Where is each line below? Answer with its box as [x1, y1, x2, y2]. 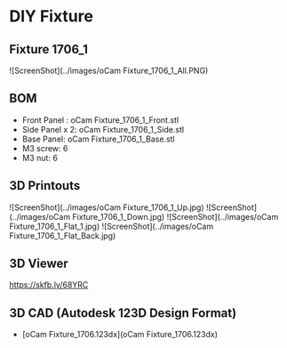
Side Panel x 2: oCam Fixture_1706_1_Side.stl [21, 124, 185, 134]
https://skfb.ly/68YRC [9, 279, 89, 290]
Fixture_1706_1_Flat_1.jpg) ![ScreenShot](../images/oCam [9, 221, 214, 231]
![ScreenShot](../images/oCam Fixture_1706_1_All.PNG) [9, 65, 209, 76]
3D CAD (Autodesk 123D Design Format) [9, 305, 237, 320]
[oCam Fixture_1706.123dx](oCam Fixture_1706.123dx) [21, 329, 218, 340]
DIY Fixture [9, 6, 93, 27]
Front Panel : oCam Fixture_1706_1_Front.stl [21, 114, 179, 125]
